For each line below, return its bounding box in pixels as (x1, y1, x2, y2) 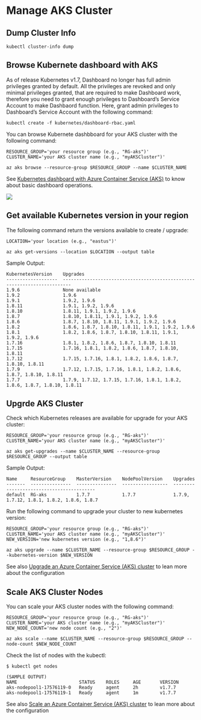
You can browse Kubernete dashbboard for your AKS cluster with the (6, 131, 178, 138)
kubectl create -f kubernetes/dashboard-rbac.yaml (6, 120, 136, 126)
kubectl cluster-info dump (6, 44, 74, 50)
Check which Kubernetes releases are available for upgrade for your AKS (6, 415, 188, 422)
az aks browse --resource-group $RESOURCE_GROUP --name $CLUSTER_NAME (6, 164, 187, 170)
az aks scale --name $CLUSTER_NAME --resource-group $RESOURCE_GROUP (6, 636, 185, 642)
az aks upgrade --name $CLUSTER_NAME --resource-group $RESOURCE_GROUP (6, 547, 190, 553)
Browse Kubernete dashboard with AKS (6, 60, 158, 70)
